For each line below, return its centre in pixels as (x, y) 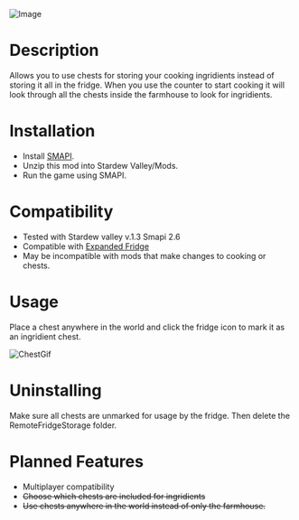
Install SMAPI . (48, 156)
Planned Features (77, 461)
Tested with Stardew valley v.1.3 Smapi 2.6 (101, 237)
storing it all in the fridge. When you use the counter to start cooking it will (147, 85)
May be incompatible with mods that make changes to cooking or (144, 255)
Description (54, 51)
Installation (52, 131)
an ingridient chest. (45, 336)
